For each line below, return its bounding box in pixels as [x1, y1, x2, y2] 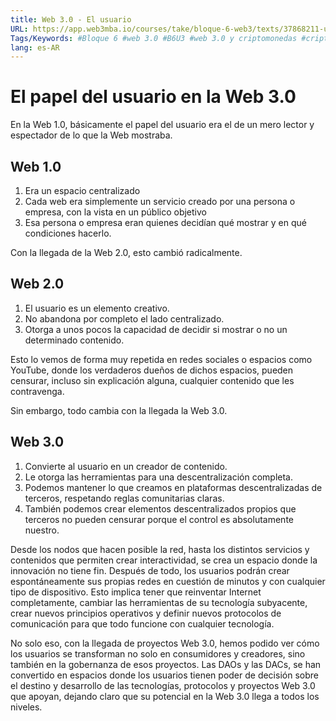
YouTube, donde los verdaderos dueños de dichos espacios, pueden [10, 364, 294, 376]
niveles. [10, 701, 43, 713]
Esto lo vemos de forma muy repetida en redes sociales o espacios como [10, 353, 313, 365]
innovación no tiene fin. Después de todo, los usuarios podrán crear [10, 564, 290, 576]
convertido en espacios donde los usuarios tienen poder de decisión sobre [10, 669, 319, 681]
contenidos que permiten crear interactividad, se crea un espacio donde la [10, 554, 318, 566]
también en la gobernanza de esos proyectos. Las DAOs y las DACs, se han [10, 658, 322, 670]
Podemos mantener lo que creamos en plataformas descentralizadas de [24, 481, 323, 493]
